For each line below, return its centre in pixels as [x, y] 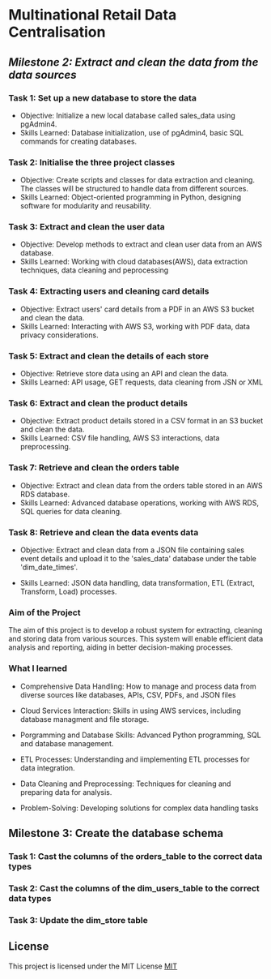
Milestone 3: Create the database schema [116, 833]
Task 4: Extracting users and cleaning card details [109, 291]
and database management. [67, 743]
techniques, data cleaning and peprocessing [94, 270]
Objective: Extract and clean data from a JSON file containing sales [132, 550]
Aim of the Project [44, 612]
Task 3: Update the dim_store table [78, 920]
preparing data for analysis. [66, 792]
